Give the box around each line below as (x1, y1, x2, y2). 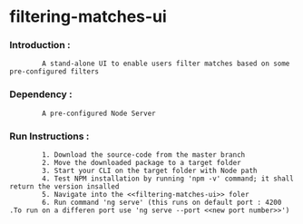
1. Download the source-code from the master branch (42, 151, 246, 160)
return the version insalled (9, 182, 120, 191)
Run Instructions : (9, 130, 90, 142)
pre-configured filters (9, 67, 100, 76)
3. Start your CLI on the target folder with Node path (42, 166, 258, 176)
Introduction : (9, 39, 71, 52)
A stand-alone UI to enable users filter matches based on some (42, 59, 290, 69)
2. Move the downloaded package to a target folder (42, 159, 242, 168)
